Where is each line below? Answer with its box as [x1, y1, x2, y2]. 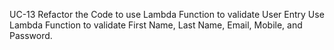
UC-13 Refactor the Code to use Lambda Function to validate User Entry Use [9, 9, 325, 20]
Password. [9, 30, 53, 41]
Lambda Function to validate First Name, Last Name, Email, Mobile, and [9, 19, 303, 31]
